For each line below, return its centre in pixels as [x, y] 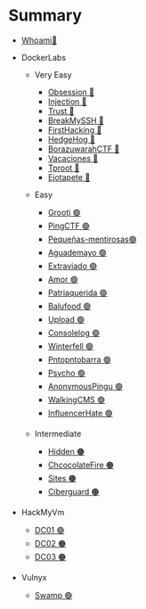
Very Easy [53, 74]
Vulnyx [34, 577]
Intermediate [58, 433]
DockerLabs [44, 57]
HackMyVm [43, 512]
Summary [45, 16]
